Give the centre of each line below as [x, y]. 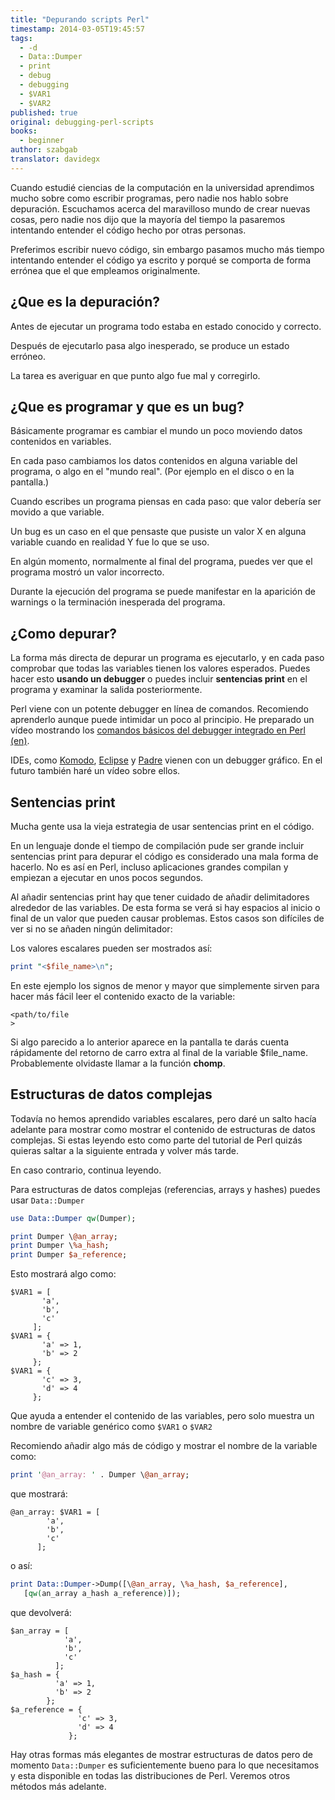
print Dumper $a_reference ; [69, 1255]
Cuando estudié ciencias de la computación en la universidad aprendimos [162, 187]
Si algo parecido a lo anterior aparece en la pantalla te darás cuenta [150, 1042]
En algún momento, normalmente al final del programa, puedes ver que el [161, 562]
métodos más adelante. [58, 1786]
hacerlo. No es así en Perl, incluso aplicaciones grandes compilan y [149, 867]
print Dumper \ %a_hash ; [60, 1246]
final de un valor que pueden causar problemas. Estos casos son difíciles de [167, 918]
